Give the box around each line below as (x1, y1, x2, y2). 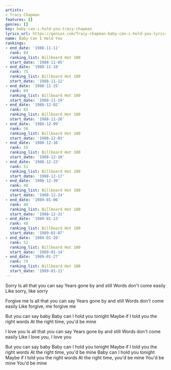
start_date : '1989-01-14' (10, 250, 65, 255)
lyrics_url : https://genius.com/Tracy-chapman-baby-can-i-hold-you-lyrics (5, 31, 167, 36)
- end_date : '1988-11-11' (5, 45, 60, 51)
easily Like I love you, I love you (5, 334, 72, 340)
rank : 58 (10, 126, 28, 131)
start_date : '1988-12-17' (10, 174, 65, 179)
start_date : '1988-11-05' (10, 60, 65, 65)
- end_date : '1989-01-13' (5, 216, 60, 221)
